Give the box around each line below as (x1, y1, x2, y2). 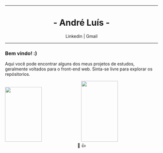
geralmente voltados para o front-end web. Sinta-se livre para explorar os (5, 66, 153, 72)
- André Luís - (53, 17, 110, 28)
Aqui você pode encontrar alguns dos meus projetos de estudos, (5, 61, 135, 67)
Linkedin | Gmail (65, 33, 98, 39)
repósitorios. (5, 71, 31, 77)
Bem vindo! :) (5, 50, 37, 56)
